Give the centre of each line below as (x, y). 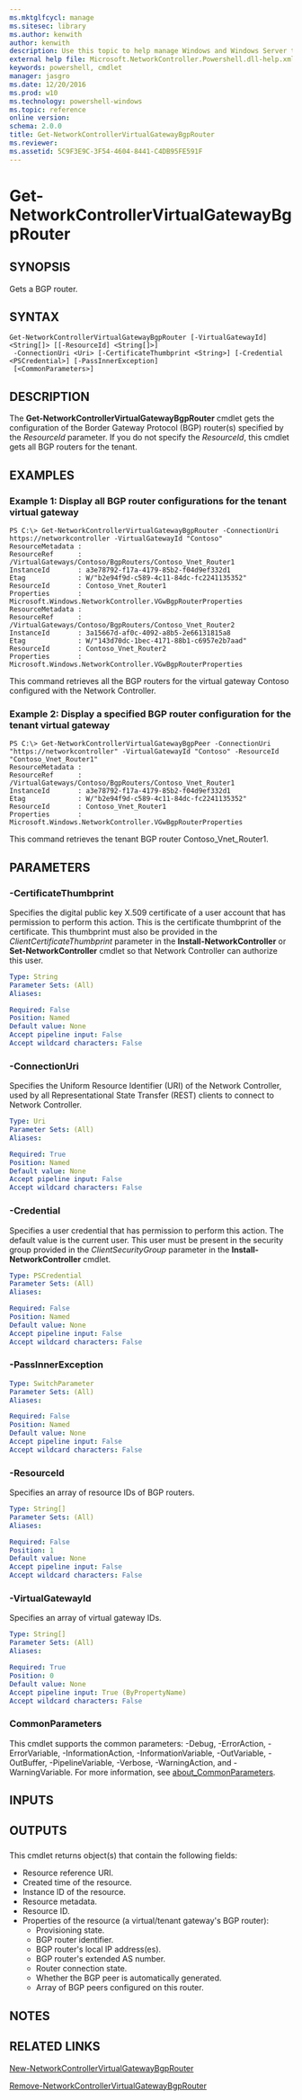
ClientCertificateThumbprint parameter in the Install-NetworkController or (148, 941)
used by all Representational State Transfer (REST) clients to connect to (142, 1095)
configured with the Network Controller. (83, 690)
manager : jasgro (40, 76)
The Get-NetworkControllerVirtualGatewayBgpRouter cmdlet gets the (142, 418)
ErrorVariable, (35, 1753)
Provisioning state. (70, 1930)
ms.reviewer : (34, 143)
